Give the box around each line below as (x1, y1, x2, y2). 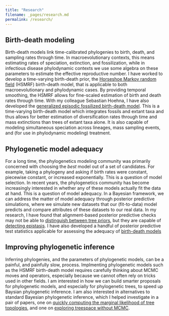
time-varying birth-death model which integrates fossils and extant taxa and (5, 109, 164, 115)
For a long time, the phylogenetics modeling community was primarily (5, 158, 151, 164)
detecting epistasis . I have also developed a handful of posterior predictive (5, 223, 161, 229)
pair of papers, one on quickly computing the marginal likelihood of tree (5, 299, 155, 305)
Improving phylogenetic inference (5, 243, 115, 252)
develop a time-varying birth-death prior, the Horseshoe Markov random (5, 76, 157, 82)
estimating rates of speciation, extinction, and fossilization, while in (5, 60, 145, 66)
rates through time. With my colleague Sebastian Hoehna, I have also (5, 97, 149, 104)
